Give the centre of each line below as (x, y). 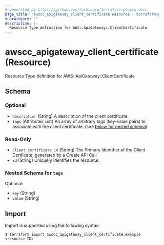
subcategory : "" (21, 19)
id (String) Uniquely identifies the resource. (56, 160)
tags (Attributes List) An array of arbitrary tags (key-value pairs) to (79, 121)
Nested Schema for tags (34, 173)
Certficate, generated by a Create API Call (54, 155)
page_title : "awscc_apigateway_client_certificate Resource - (70, 14)
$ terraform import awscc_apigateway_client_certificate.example (73, 235)
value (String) (26, 198)
